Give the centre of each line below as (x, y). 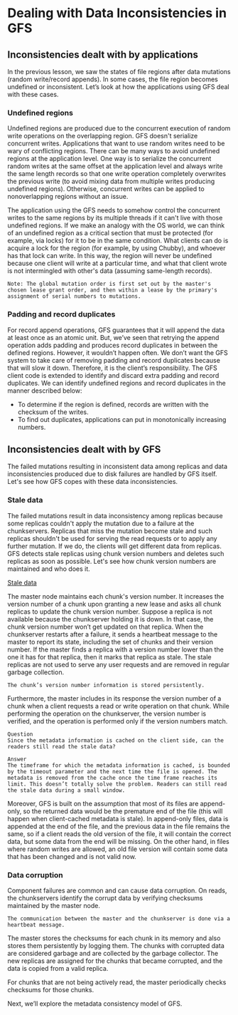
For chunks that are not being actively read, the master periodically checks (117, 982)
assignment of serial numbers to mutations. (74, 297)
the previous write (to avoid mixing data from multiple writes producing (111, 181)
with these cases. (33, 94)
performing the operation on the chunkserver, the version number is (107, 713)
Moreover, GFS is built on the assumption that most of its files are (103, 803)
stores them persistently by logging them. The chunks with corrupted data (116, 946)
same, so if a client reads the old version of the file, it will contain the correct (119, 834)
